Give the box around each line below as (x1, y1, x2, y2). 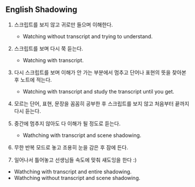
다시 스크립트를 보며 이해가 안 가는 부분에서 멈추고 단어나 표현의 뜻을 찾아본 (14, 69, 187, 76)
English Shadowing (5, 5, 78, 15)
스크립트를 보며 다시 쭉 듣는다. (14, 45, 83, 52)
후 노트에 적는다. (14, 76, 52, 83)
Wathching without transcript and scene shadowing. (14, 174, 140, 181)
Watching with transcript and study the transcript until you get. (22, 88, 174, 95)
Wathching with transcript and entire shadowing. (14, 168, 132, 175)
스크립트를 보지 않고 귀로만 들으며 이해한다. (14, 21, 113, 28)
